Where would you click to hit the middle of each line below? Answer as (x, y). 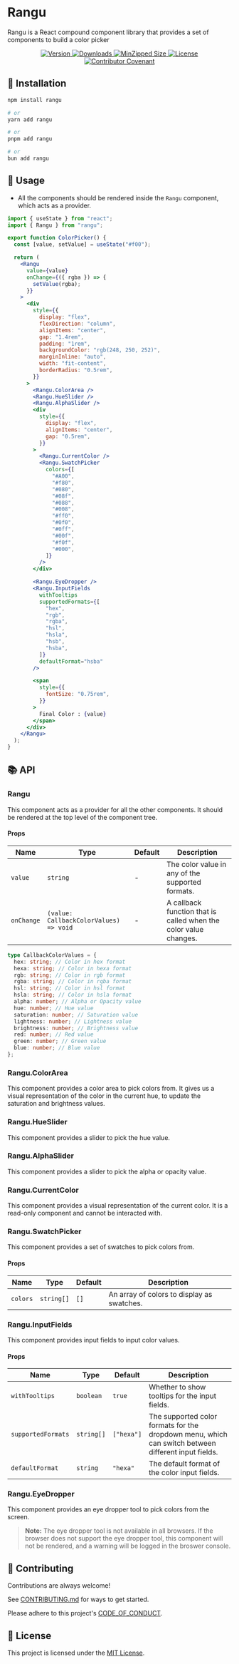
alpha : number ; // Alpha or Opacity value (78, 1002)
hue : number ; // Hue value (54, 1008)
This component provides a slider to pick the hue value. (89, 1137)
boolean (89, 1396)
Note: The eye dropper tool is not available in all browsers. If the (119, 1531)
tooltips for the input (182, 1396)
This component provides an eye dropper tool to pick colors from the (108, 1509)
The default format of (184, 1464)
